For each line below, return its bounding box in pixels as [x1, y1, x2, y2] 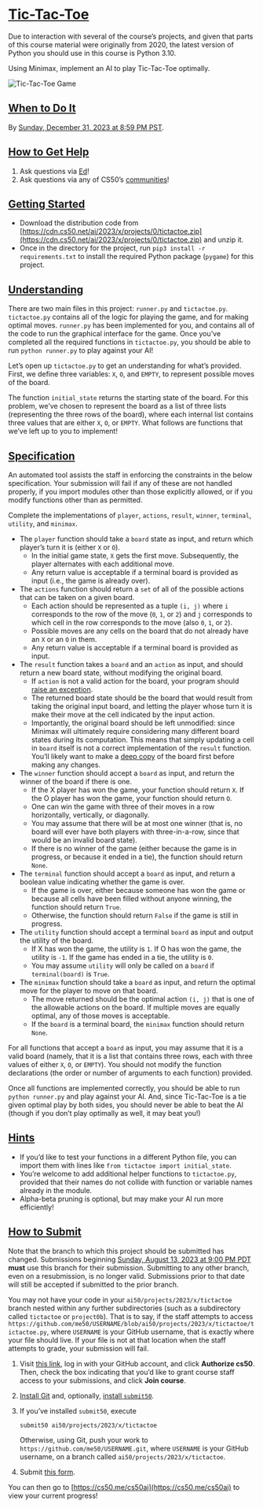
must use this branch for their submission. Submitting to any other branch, [8, 1262, 250, 1273]
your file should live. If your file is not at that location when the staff [8, 1335, 226, 1344]
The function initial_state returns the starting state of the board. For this [8, 393, 249, 402]
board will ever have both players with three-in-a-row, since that [31, 827, 239, 836]
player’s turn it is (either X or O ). [19, 543, 120, 552]
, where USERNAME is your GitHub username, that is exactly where [46, 1327, 254, 1336]
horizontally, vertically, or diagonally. [31, 810, 150, 820]
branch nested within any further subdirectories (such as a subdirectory [8, 1303, 241, 1313]
